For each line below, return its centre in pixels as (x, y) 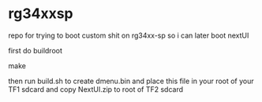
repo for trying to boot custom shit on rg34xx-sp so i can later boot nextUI (129, 35)
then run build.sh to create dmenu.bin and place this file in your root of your (131, 81)
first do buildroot (36, 50)
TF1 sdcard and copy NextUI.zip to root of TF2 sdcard (96, 89)
